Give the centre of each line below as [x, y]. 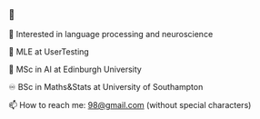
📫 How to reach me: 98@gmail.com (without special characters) [130, 105]
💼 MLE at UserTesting [49, 52]
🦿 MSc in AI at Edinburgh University [75, 69]
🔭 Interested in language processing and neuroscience [111, 35]
